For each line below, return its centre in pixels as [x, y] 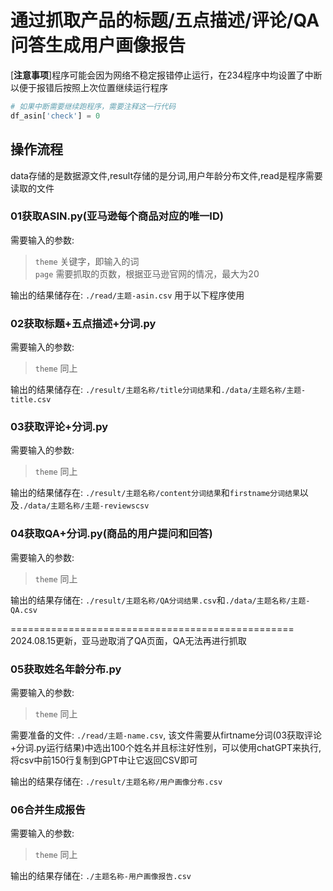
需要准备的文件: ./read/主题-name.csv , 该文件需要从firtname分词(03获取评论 [166, 735]
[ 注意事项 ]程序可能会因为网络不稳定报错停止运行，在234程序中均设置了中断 [166, 75]
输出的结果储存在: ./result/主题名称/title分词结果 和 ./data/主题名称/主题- [158, 390]
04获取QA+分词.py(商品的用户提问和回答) [111, 534]
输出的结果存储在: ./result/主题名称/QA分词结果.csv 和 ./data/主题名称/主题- [160, 600]
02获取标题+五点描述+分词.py [83, 323]
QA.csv [24, 610]
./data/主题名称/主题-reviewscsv [84, 506]
